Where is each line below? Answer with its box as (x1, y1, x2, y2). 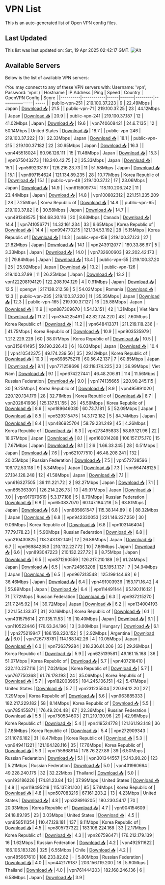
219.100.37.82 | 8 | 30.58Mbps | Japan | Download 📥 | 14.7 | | (5, 207, 129, 213)
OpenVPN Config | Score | (5, 95, 58, 101)
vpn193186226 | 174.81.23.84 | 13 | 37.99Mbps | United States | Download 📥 (5, 777, 160, 783)
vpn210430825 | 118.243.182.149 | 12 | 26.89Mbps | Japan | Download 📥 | (5, 536, 155, 542)
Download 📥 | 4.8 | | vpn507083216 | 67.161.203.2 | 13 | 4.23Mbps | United (5, 790, 157, 796)
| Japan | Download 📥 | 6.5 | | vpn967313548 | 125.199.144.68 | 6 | (5, 571, 139, 577)
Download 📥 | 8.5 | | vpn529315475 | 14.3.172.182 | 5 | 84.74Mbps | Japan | (5, 413, 158, 419)
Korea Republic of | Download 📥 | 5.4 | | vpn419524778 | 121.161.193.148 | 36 (5, 720, 160, 726)
